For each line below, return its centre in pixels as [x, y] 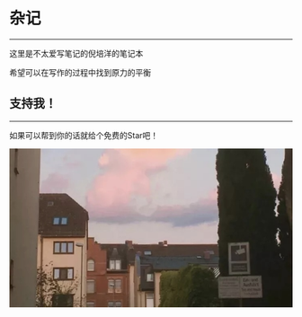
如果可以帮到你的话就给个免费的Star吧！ [84, 135]
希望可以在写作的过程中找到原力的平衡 [80, 72]
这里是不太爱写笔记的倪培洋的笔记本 [76, 53]
